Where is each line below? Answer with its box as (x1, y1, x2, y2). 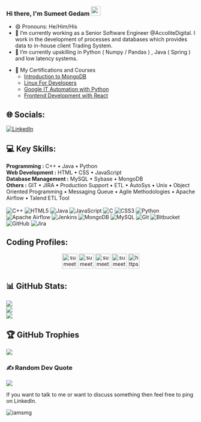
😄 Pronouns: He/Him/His (14, 23, 78, 30)
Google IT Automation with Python (23, 86, 109, 93)
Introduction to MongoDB (23, 73, 87, 80)
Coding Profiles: (6, 237, 68, 247)
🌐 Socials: (6, 109, 46, 119)
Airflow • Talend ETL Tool (6, 194, 70, 201)
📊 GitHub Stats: (6, 281, 68, 291)
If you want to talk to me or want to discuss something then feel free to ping (6, 391, 194, 398)
